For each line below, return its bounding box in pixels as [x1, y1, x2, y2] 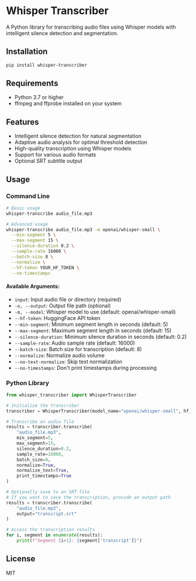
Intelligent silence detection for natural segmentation [14, 133, 142, 140]
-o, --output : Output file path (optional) [14, 302, 111, 309]
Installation [6, 47, 48, 57]
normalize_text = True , [16, 467, 69, 473]
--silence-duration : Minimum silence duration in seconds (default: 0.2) [14, 333, 187, 340]
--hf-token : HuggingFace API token [14, 314, 101, 321]
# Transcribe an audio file [6, 418, 75, 425]
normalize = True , [16, 462, 57, 468]
